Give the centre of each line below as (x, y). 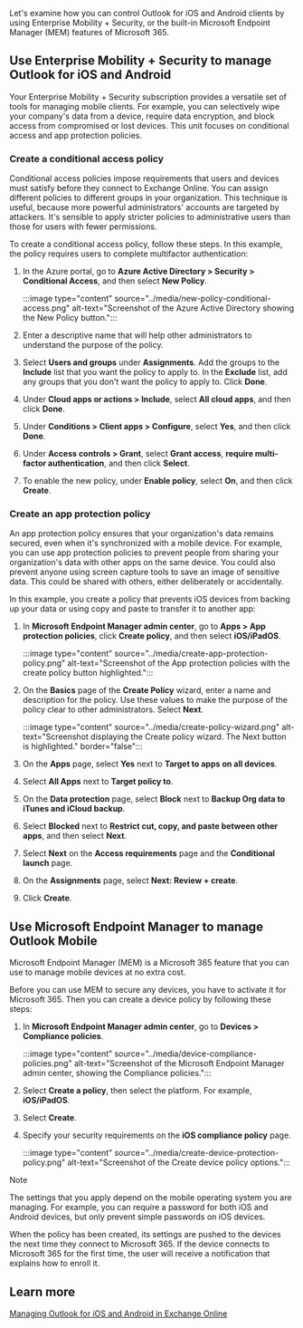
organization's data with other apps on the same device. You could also (142, 563)
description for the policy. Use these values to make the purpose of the (155, 700)
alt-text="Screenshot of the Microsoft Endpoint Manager (179, 1063)
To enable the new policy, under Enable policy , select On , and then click (157, 481)
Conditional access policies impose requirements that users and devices (144, 178)
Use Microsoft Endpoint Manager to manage (137, 926)
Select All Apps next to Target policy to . (98, 782)
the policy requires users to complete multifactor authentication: (129, 254)
